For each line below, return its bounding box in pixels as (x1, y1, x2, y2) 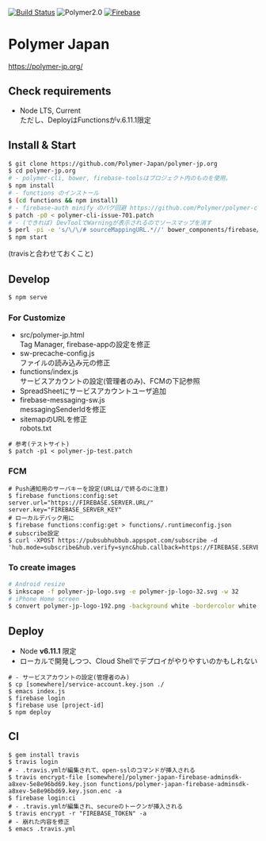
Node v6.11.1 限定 (19, 646, 77, 656)
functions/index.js (19, 367, 79, 376)
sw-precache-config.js (19, 349, 95, 358)
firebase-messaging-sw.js (19, 395, 105, 405)
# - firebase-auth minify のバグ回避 (8, 203, 127, 212)
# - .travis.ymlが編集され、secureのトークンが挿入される (8, 802, 184, 810)
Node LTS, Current (19, 106, 82, 115)
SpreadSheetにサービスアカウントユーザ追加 (19, 386, 167, 396)
